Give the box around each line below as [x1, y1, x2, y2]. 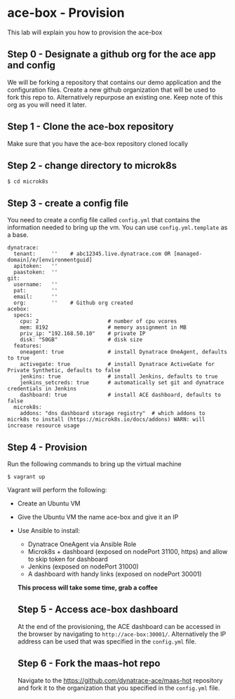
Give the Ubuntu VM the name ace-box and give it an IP [17, 513, 179, 521]
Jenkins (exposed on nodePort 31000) [27, 562, 139, 571]
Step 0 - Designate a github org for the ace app [7, 48, 216, 60]
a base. [7, 231, 29, 239]
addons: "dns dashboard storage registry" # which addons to [20, 410, 206, 417]
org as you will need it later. [7, 100, 87, 109]
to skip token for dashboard [27, 555, 108, 563]
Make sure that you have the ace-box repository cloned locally [7, 139, 188, 148]
